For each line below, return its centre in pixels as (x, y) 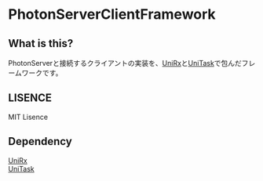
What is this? (41, 43)
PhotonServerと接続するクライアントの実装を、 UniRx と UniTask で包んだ (125, 63)
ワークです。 (42, 73)
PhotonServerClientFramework (112, 14)
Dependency (40, 141)
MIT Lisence (28, 117)
